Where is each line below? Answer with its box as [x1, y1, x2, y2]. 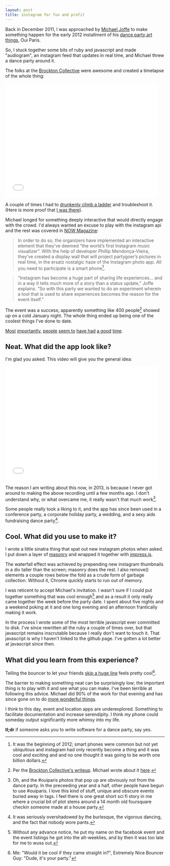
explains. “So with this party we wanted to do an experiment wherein [17, 285, 161, 292]
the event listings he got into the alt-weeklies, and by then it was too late [12, 834, 164, 841]
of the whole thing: [5, 73, 45, 79]
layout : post [5, 7, 33, 13]
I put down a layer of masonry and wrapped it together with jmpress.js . [5, 551, 153, 557]
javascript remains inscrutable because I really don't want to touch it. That [5, 630, 160, 636]
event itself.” [17, 297, 44, 303]
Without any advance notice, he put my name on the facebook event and [12, 829, 164, 835]
